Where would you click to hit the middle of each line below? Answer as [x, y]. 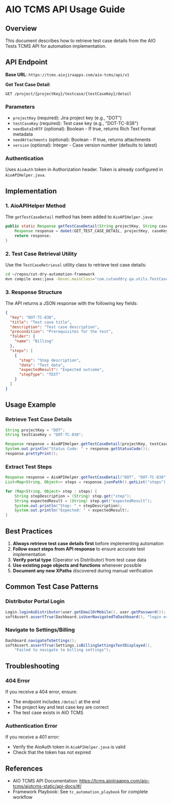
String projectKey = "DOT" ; [35, 430]
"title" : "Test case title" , [41, 322]
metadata [23, 134]
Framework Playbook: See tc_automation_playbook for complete [80, 792]
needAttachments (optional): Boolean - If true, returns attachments [82, 140]
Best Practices [29, 531]
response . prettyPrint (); [32, 453]
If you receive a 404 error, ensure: [41, 692]
